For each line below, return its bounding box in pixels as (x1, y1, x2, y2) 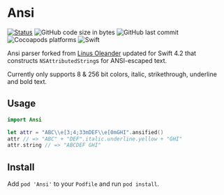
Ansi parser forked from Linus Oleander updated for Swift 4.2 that (7, 49, 197, 57)
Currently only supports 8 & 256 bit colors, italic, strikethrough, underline (7, 70, 218, 78)
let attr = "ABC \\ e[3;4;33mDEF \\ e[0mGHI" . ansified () (7, 129, 164, 136)
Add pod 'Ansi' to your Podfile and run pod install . (7, 180, 159, 188)
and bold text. (7, 77, 47, 85)
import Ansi (7, 116, 42, 123)
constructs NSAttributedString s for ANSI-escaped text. (7, 56, 167, 64)
